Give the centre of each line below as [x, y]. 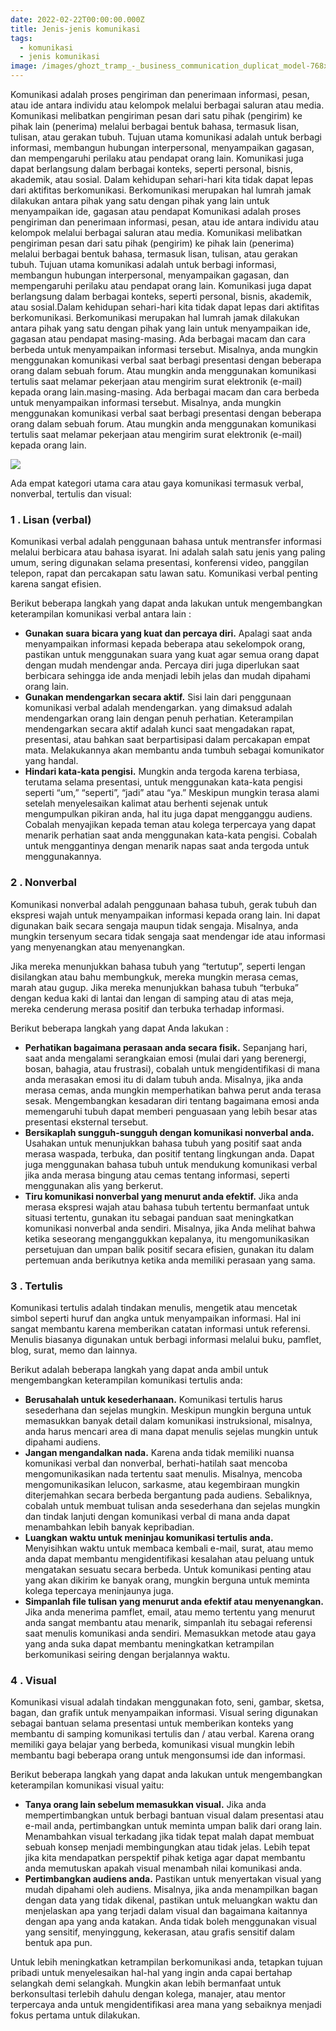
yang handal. [51, 761]
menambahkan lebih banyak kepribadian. [109, 1527]
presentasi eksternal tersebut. [86, 1122]
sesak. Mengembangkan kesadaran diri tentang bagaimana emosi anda [172, 1100]
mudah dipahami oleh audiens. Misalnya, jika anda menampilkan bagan [171, 1890]
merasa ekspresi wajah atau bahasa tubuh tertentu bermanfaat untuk [167, 1207]
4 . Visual [33, 1680]
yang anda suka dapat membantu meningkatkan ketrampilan [149, 1643]
